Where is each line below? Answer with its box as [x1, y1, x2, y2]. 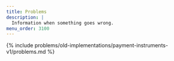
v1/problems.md [6, 48, 46, 56]
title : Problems [6, 8, 47, 15]
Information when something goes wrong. [11, 20, 114, 26]
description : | [6, 14, 44, 20]
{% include [6, 42, 34, 49]
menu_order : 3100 [6, 25, 50, 32]
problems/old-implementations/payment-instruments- [34, 42, 169, 49]
